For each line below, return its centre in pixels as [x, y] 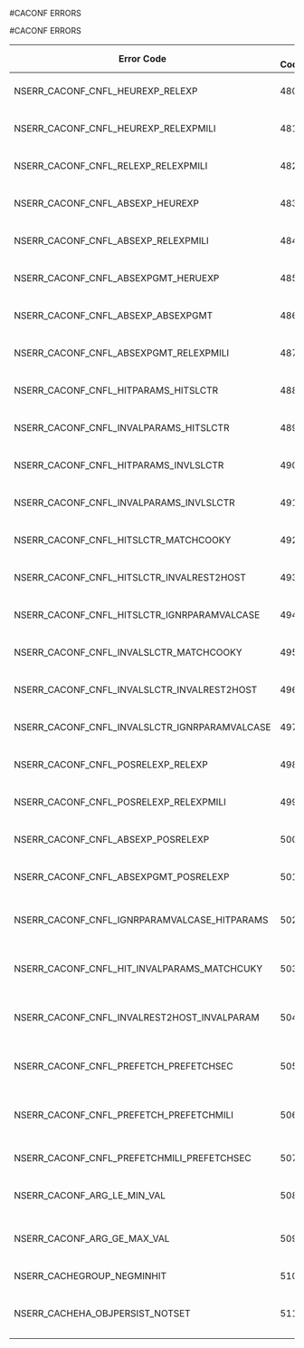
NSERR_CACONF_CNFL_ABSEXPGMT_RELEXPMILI [122, 353]
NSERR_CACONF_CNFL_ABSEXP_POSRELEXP [112, 840]
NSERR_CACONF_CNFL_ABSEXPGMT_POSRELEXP [122, 877]
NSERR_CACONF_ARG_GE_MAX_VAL [92, 1239]
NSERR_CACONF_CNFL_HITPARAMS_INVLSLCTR [119, 465]
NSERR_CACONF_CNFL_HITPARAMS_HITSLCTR [116, 391]
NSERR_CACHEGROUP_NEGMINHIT [90, 1276]
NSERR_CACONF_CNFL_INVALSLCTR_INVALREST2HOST [136, 690]
